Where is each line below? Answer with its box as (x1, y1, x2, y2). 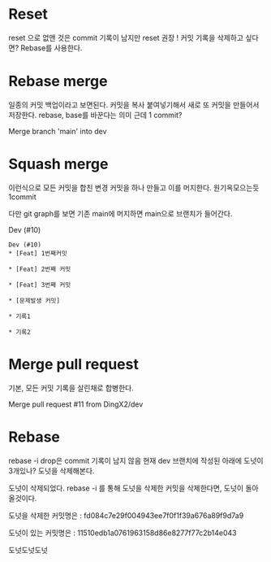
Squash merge (8, 155, 109, 173)
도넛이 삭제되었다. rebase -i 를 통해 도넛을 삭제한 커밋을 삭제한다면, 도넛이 (8, 483, 244, 493)
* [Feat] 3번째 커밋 (8, 281, 71, 289)
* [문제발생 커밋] (8, 296, 61, 305)
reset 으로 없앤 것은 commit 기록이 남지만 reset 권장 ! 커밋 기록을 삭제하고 (8, 33, 244, 42)
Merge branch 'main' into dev (8, 126, 107, 136)
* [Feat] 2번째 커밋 (8, 265, 71, 273)
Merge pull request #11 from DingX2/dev (8, 399, 144, 409)
